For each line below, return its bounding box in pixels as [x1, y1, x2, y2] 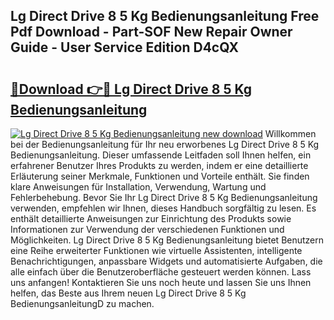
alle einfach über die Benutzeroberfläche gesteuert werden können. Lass [10, 266, 312, 278]
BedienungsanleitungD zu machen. [10, 298, 155, 309]
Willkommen [264, 128, 317, 139]
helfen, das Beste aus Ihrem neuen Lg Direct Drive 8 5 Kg [10, 287, 247, 299]
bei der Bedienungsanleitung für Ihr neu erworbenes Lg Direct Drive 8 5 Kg [10, 139, 320, 150]
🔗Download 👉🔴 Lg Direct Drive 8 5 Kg [10, 80, 252, 98]
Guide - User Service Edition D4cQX [10, 39, 239, 56]
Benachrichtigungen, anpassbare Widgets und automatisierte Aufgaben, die [10, 255, 323, 267]
